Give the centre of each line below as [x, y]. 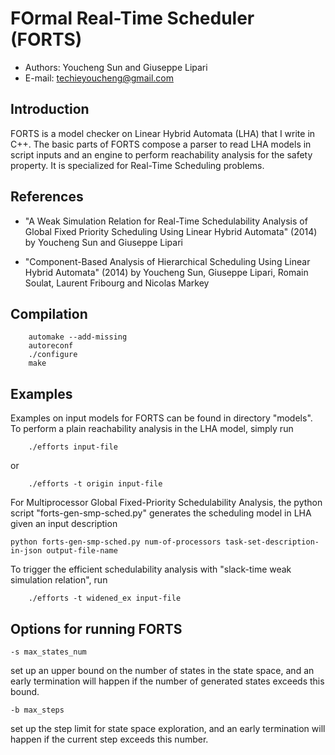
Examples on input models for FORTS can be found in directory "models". [161, 418]
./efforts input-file [73, 447]
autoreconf [51, 346]
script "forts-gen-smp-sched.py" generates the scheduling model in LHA [161, 513]
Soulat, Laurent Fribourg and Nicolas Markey [117, 283]
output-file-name [82, 551]
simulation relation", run [59, 580]
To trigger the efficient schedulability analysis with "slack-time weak [151, 569]
